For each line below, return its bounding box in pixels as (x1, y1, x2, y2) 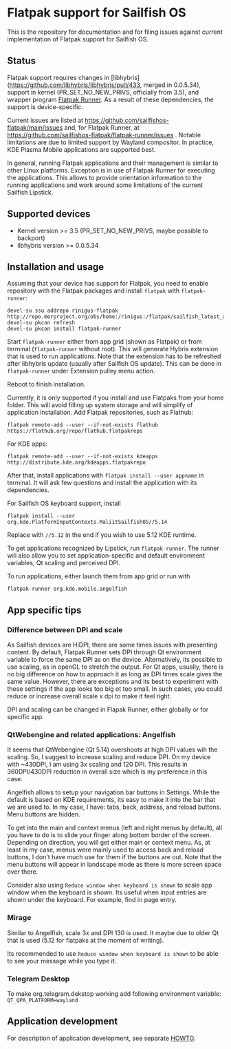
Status (7, 55, 36, 67)
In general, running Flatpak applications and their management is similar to (7, 159, 219, 167)
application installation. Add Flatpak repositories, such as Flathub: (7, 409, 194, 417)
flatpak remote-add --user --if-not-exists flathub (7, 422, 158, 429)
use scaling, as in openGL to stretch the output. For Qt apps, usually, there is (7, 663, 224, 671)
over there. (7, 867, 38, 876)
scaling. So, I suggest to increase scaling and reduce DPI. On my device (7, 753, 211, 761)
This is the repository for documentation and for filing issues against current (7, 28, 223, 36)
